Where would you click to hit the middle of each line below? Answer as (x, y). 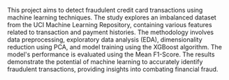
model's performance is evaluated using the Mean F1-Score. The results (111, 54)
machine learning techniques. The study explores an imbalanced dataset (112, 17)
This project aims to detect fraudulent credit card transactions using (105, 10)
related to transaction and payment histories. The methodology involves (111, 32)
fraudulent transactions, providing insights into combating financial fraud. (113, 69)
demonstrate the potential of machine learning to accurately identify (105, 62)
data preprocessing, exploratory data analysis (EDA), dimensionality (105, 40)
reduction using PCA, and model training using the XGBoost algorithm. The (114, 47)
